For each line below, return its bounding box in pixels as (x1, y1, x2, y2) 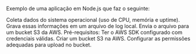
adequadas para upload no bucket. (6, 41, 92, 48)
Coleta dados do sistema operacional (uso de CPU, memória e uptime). (6, 16, 180, 23)
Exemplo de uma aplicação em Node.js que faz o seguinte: (6, 5, 150, 12)
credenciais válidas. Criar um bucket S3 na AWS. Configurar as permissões (6, 35, 191, 42)
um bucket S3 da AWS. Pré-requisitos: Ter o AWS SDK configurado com (6, 29, 183, 36)
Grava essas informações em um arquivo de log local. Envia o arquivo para (6, 23, 189, 29)
